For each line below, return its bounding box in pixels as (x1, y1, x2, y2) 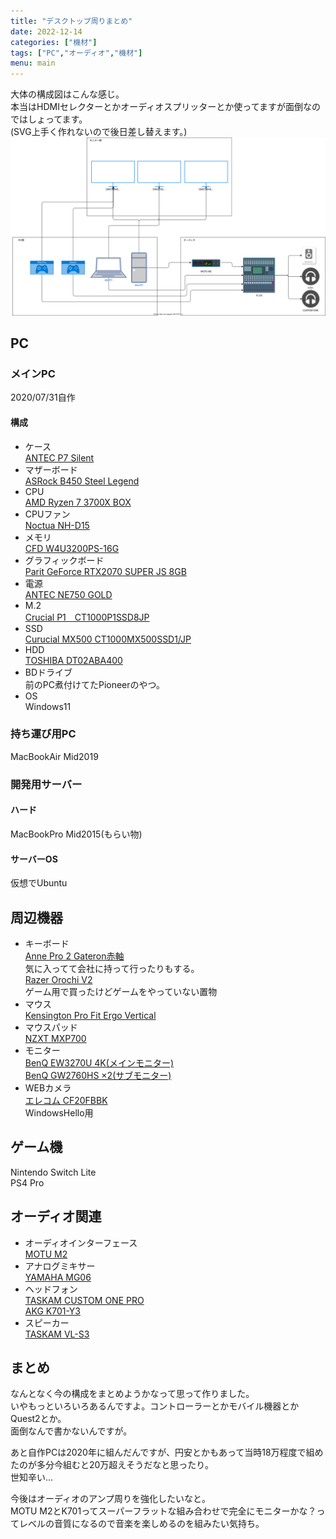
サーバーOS (10, 853, 58, 865)
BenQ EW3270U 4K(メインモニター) (24, 1056, 174, 1069)
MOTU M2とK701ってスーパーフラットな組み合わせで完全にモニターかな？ (10, 1505, 317, 1517)
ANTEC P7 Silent (24, 451, 95, 464)
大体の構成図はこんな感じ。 (10, 88, 125, 100)
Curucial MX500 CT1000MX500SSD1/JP (24, 633, 192, 645)
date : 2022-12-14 (10, 26, 83, 37)
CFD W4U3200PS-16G (24, 542, 120, 554)
